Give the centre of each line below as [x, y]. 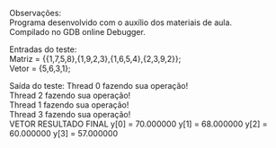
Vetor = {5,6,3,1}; [40, 68]
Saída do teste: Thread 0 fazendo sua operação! [99, 86]
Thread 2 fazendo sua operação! [70, 95]
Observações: [35, 13]
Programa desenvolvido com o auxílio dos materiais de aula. [120, 22]
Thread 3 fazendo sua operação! [70, 114]
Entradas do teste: [43, 49]
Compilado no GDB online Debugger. [77, 32]
